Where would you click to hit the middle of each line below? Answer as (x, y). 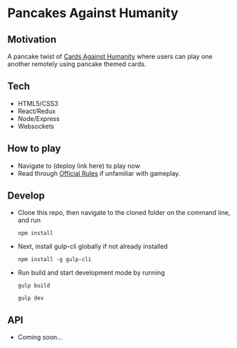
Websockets (36, 126)
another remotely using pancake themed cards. (77, 64)
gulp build (34, 286)
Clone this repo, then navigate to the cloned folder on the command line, (124, 213)
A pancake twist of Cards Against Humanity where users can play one (110, 56)
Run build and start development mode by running (91, 273)
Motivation (32, 39)
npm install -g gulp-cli (54, 260)
